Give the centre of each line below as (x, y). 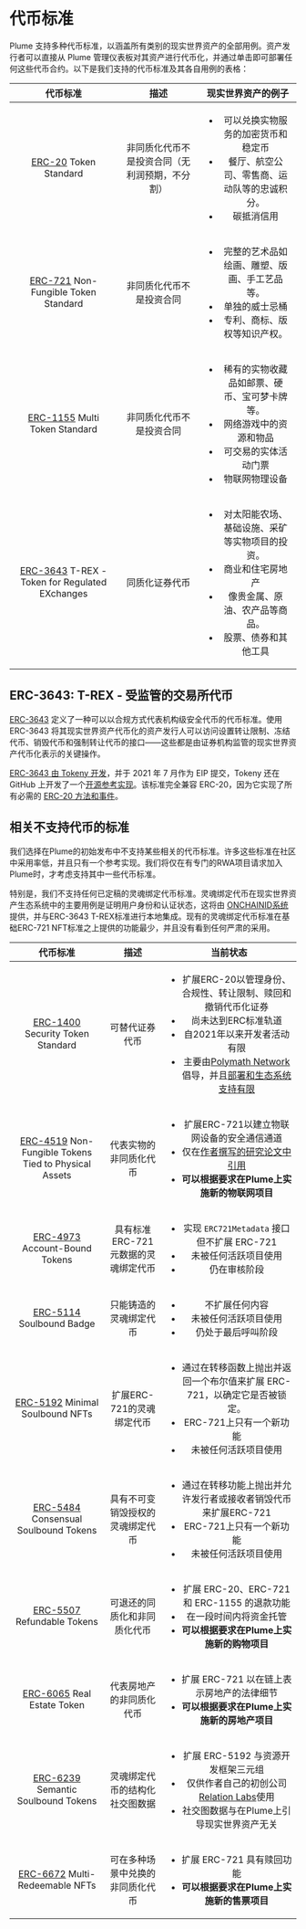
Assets (57, 1175)
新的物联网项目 (241, 1193)
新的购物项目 (241, 1643)
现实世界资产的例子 (248, 93)
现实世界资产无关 (241, 1824)
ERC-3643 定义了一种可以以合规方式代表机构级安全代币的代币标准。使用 (146, 719)
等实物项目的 (251, 542)
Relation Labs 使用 (237, 1797)
